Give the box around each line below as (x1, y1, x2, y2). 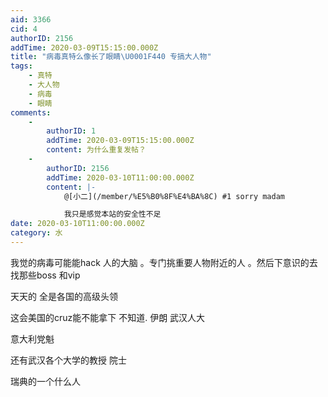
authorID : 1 (46, 126, 97, 136)
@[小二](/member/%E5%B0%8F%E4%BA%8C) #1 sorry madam (63, 191, 285, 201)
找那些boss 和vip (10, 269, 81, 281)
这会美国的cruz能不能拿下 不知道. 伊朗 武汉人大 (10, 311, 206, 323)
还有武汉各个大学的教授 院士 (10, 354, 127, 366)
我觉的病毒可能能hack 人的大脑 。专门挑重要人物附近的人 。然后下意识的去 (10, 256, 318, 268)
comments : (10, 107, 52, 118)
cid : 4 (10, 24, 38, 34)
